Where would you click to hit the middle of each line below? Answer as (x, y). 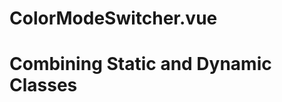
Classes (43, 85)
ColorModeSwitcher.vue (113, 18)
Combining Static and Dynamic (140, 64)
